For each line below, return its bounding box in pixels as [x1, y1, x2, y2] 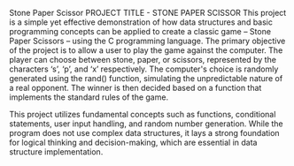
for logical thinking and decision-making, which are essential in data [9, 137, 258, 147]
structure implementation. [9, 147, 104, 157]
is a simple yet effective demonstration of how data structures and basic [9, 17, 273, 27]
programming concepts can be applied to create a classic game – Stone [9, 26, 272, 36]
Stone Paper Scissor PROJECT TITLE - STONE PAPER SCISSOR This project [9, 8, 287, 18]
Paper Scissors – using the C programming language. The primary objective [9, 35, 286, 46]
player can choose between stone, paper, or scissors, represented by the [9, 55, 277, 64]
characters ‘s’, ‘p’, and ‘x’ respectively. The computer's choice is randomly [9, 64, 279, 74]
